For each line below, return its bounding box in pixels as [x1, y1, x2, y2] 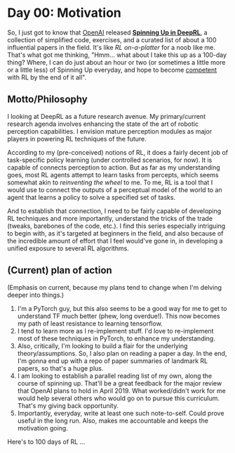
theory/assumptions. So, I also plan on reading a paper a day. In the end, [17, 349, 227, 357]
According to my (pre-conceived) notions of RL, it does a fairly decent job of [7, 148, 229, 156]
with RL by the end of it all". [7, 72, 86, 82]
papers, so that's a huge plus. [17, 364, 104, 372]
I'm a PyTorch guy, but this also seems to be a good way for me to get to [17, 304, 227, 312]
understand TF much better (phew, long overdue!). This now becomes [17, 312, 220, 320]
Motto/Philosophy [7, 94, 88, 106]
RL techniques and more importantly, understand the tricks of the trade [7, 214, 213, 222]
